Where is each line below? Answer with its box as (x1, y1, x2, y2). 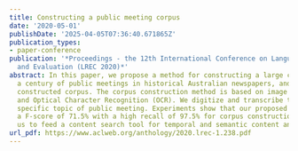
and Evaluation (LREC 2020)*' (17, 63, 129, 72)
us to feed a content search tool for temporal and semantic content (17, 121, 279, 130)
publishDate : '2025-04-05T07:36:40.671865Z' (9, 29, 176, 38)
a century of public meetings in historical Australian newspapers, (17, 79, 276, 88)
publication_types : (9, 37, 82, 47)
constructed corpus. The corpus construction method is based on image (17, 87, 288, 96)
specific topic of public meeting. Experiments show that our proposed (17, 104, 288, 113)
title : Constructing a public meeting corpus (9, 12, 180, 22)
